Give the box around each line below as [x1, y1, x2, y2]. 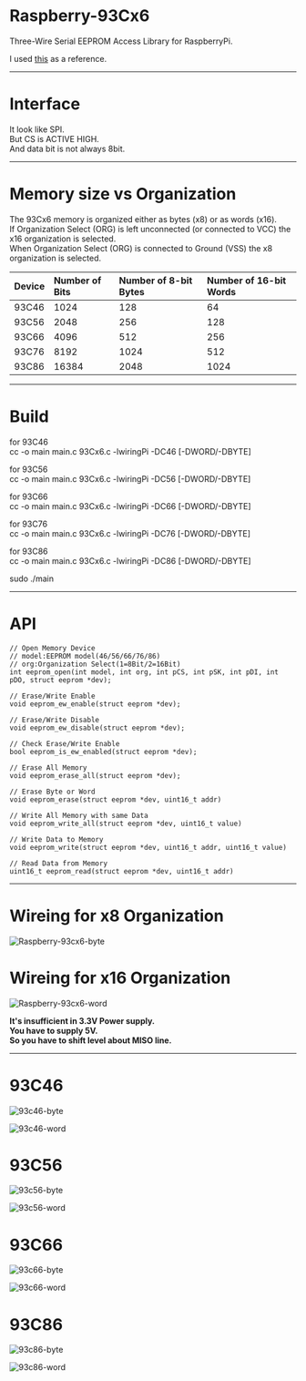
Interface [9, 94, 80, 115]
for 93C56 [9, 464, 48, 475]
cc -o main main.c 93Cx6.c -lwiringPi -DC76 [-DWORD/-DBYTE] [9, 527, 251, 538]
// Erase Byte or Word [9, 787, 96, 796]
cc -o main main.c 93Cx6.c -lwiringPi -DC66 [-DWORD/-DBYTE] [9, 500, 252, 511]
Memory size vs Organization [9, 184, 237, 205]
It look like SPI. [9, 124, 66, 135]
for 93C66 [9, 491, 48, 502]
